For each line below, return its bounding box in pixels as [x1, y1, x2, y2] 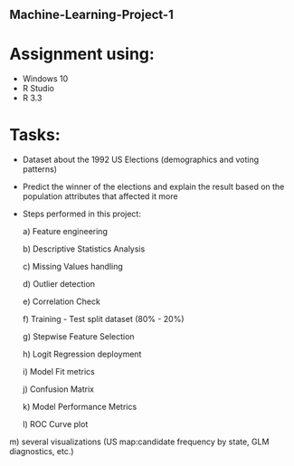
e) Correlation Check [22, 296, 101, 307]
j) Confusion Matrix [22, 384, 95, 395]
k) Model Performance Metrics [22, 402, 138, 413]
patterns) [22, 164, 57, 175]
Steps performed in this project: [22, 208, 142, 220]
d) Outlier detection [22, 279, 96, 290]
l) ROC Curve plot [22, 419, 89, 430]
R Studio [22, 83, 54, 94]
